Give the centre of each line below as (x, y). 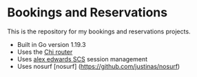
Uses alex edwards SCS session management (82, 59)
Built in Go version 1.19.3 (51, 44)
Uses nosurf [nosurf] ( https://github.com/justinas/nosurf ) (98, 66)
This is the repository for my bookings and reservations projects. (99, 31)
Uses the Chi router (45, 52)
